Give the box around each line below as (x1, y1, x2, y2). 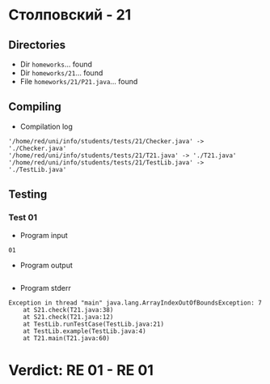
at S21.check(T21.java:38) (23, 305, 114, 314)
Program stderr (19, 283, 71, 292)
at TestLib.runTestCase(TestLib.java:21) (23, 320, 164, 328)
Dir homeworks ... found (19, 59, 93, 69)
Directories (8, 38, 66, 52)
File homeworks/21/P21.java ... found (19, 77, 138, 86)
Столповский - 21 (8, 6, 132, 24)
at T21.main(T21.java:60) (23, 334, 111, 342)
